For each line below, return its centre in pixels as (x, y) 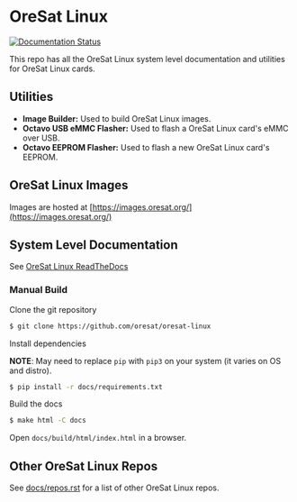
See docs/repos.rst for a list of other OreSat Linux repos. (114, 488)
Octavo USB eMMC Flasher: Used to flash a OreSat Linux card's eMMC (155, 128)
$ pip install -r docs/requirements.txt (86, 387)
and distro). (31, 370)
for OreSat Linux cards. (53, 68)
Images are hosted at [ (51, 207)
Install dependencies (48, 343)
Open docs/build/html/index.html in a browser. (98, 438)
